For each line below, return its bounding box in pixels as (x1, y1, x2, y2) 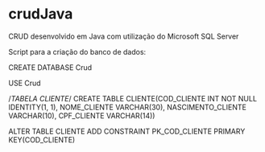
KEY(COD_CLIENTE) (8, 134, 76, 145)
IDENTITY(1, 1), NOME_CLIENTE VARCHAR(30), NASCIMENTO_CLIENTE (8, 102, 247, 112)
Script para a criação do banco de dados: (8, 47, 147, 56)
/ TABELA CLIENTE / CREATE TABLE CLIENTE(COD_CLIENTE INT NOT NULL (8, 93, 258, 103)
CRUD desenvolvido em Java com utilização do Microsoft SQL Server (8, 31, 239, 41)
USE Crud (8, 78, 42, 88)
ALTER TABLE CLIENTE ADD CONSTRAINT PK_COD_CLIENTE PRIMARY (8, 126, 246, 136)
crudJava (8, 5, 73, 23)
